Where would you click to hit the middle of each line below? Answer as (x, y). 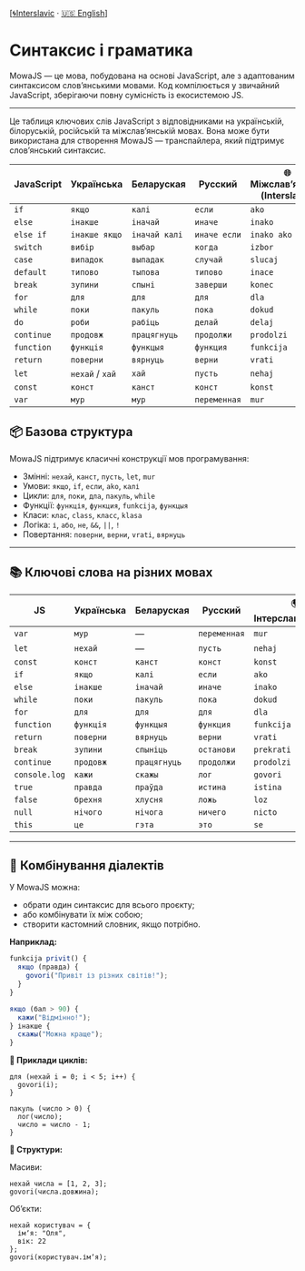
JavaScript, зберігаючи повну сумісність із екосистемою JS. (127, 95)
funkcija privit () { (49, 959)
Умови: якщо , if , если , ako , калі (81, 485)
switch (28, 247)
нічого (88, 812)
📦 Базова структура (71, 432)
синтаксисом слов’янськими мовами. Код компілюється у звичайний (144, 85)
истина (212, 787)
